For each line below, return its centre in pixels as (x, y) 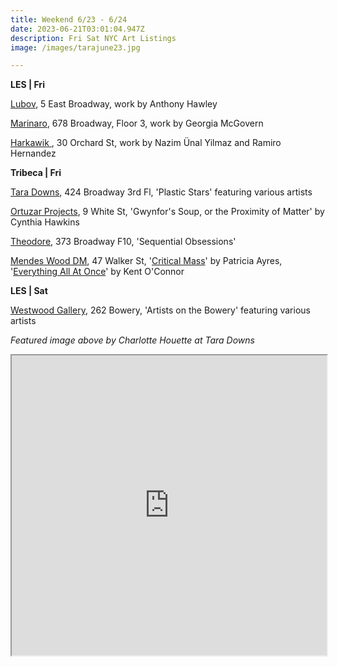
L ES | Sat (29, 291)
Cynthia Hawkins (45, 222)
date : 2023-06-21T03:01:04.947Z (77, 29)
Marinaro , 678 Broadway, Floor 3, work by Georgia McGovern (137, 123)
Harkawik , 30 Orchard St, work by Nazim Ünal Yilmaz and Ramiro (146, 143)
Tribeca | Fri (36, 173)
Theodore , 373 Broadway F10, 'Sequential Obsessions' (123, 242)
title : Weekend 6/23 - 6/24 (69, 19)
